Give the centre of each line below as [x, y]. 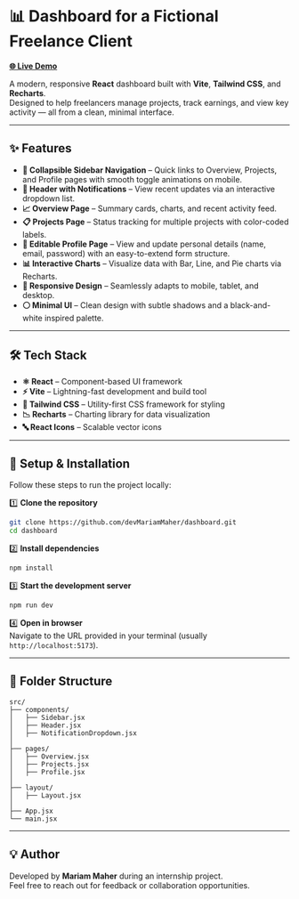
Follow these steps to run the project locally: [90, 485]
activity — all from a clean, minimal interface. [92, 112]
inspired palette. [74, 318]
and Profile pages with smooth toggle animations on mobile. [132, 179]
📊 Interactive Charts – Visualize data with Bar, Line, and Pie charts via [152, 263]
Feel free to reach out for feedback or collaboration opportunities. [130, 885]
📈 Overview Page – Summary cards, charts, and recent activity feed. [149, 208]
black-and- [251, 305]
